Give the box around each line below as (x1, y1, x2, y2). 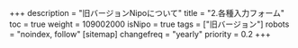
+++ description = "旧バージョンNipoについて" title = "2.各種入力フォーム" (9, 8, 285, 18)
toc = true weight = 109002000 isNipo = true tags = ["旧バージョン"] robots (9, 19, 290, 29)
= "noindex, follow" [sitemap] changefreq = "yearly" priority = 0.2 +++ (9, 29, 272, 39)
